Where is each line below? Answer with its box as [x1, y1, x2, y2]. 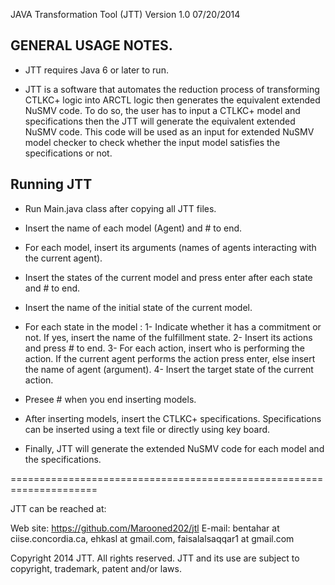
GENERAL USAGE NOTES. [10, 37, 173, 54]
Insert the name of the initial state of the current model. [24, 301, 253, 313]
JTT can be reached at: [10, 502, 107, 514]
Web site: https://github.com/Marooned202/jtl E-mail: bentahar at [10, 522, 280, 534]
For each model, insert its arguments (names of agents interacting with [24, 241, 317, 253]
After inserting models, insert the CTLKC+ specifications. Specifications [24, 412, 322, 424]
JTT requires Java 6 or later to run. [24, 64, 169, 76]
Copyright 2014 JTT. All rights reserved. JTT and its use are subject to [10, 552, 300, 564]
